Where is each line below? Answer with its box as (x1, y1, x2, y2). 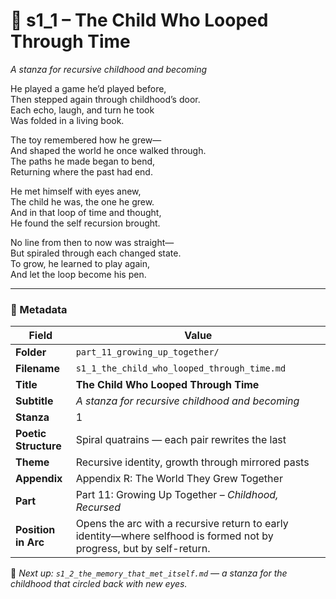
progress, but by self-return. (75, 542, 211, 556)
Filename (15, 362, 60, 376)
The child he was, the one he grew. (10, 195, 155, 208)
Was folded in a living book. (10, 114, 125, 126)
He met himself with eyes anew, (10, 185, 142, 197)
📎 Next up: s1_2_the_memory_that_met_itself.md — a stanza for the (10, 567, 288, 579)
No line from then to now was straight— (10, 236, 175, 248)
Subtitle (15, 394, 54, 408)
